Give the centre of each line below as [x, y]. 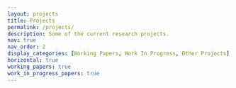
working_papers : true [39, 67]
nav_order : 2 [27, 47]
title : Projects [31, 21]
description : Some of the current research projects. [89, 34]
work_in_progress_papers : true [54, 73]
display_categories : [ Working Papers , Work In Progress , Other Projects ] [119, 54]
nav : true [22, 40]
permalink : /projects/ [41, 27]
